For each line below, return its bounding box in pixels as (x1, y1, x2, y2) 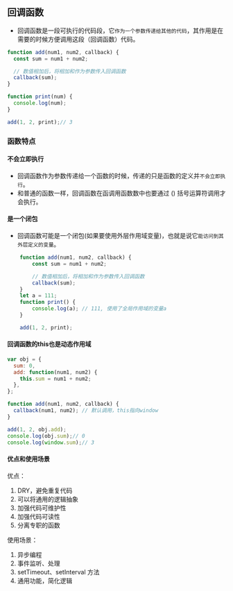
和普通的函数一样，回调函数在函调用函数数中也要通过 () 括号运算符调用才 (17, 189, 226, 197)
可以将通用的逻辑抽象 (17, 495, 78, 503)
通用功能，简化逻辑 (17, 576, 73, 585)
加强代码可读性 (17, 512, 60, 520)
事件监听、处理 (17, 559, 60, 567)
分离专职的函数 (17, 521, 60, 529)
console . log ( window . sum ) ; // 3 (7, 439, 95, 446)
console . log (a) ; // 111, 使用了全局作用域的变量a (32, 305, 167, 312)
